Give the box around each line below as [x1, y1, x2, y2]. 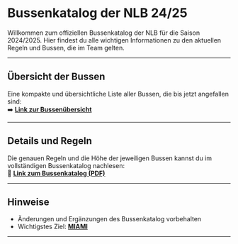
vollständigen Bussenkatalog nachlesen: [7, 161, 125, 170]
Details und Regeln [7, 135, 92, 147]
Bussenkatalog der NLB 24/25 [7, 5, 188, 21]
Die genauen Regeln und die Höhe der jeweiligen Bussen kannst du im [7, 154, 212, 162]
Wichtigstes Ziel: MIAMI [17, 222, 89, 231]
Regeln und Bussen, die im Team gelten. [7, 43, 125, 52]
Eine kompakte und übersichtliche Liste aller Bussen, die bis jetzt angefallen [7, 89, 229, 98]
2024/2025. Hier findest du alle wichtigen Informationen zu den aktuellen [7, 35, 222, 44]
